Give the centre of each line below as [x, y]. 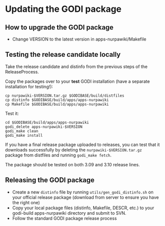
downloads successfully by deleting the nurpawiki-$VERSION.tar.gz [73, 150]
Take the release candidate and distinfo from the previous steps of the [76, 66]
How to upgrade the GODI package [59, 27]
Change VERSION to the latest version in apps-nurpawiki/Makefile [79, 39]
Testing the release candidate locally [63, 55]
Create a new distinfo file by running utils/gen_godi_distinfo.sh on [83, 192]
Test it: [12, 113]
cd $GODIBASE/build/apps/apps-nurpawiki [47, 122]
